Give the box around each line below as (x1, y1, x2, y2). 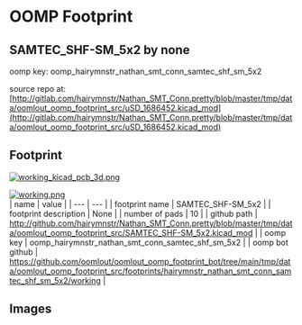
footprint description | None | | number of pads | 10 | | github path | (9, 208, 259, 219)
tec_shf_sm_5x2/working (9, 275, 101, 285)
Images (9, 302, 52, 317)
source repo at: (9, 84, 66, 94)
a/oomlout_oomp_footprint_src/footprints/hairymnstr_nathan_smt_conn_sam (9, 266, 292, 276)
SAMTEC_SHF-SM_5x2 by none (9, 42, 190, 58)
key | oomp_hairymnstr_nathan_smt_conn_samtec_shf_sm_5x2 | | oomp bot (9, 237, 288, 248)
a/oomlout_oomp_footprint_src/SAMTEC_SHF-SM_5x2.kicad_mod (9, 227, 253, 238)
